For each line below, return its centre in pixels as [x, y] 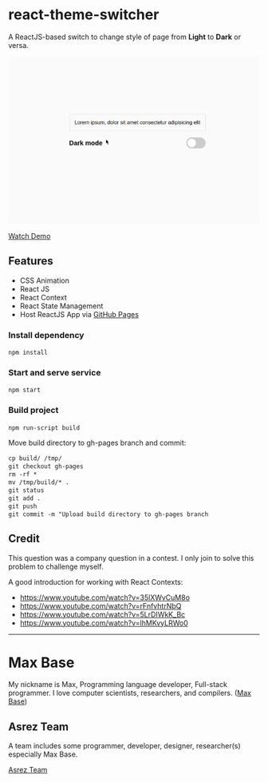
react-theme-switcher [84, 15]
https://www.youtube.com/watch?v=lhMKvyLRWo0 [104, 623]
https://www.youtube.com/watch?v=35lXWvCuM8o [104, 597]
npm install [28, 353]
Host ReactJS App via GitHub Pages [79, 314]
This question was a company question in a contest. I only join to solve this [131, 558]
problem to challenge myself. [56, 566]
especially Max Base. [43, 754]
